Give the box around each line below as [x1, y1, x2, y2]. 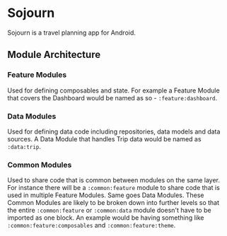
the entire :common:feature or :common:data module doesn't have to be [7, 206, 211, 215]
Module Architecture [7, 49, 101, 61]
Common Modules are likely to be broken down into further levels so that [7, 199, 220, 207]
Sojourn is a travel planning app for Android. [7, 28, 136, 37]
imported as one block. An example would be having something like [7, 213, 204, 222]
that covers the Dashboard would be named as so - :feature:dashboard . [7, 93, 218, 102]
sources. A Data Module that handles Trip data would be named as [7, 134, 202, 143]
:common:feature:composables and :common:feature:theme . [7, 221, 176, 230]
